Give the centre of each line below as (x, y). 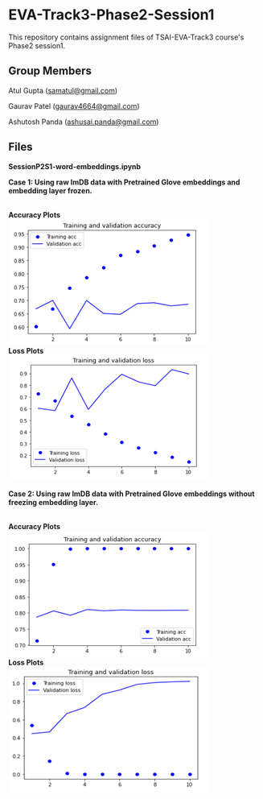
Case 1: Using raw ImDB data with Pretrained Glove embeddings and (124, 182)
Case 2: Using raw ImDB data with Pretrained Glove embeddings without (131, 494)
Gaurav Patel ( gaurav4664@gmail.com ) (74, 106)
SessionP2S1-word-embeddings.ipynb (75, 166)
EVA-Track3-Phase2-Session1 (111, 15)
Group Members (50, 71)
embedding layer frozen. (50, 190)
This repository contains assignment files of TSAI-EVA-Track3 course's (126, 37)
